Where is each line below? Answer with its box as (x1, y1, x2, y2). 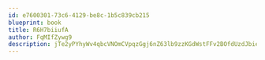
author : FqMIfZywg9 (8, 33, 73, 41)
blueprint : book (8, 19, 62, 26)
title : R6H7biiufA (8, 26, 69, 34)
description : (8, 41, 51, 48)
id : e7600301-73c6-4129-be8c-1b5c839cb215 (8, 11, 150, 19)
